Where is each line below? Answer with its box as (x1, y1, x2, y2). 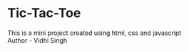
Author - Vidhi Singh (7, 36, 68, 44)
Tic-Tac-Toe (7, 5, 81, 21)
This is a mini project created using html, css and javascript (7, 28, 182, 37)
